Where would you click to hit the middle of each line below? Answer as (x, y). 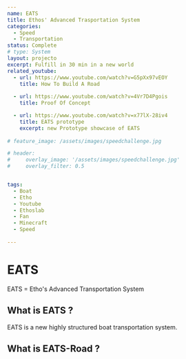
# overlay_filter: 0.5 (46, 166)
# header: (21, 153)
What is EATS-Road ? (53, 348)
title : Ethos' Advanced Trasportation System (73, 20)
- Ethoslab (29, 210)
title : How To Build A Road (60, 84)
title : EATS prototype (52, 122)
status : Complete (32, 45)
